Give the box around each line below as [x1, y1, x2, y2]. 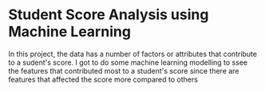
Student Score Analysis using [8, 6, 209, 24]
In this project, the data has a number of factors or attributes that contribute [8, 49, 258, 58]
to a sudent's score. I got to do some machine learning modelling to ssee [8, 58, 248, 67]
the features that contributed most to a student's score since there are [8, 66, 239, 75]
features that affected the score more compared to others [8, 74, 198, 84]
